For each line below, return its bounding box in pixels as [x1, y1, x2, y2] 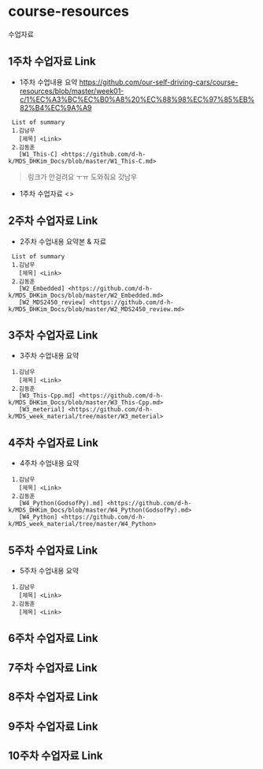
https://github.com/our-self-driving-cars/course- [79, 77, 239, 87]
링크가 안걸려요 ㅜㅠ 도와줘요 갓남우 [27, 172, 138, 182]
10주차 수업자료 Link [8, 748, 103, 762]
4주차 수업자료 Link [8, 436, 98, 449]
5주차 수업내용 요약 [19, 566, 80, 575]
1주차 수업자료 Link [8, 54, 96, 69]
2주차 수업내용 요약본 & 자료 [19, 236, 106, 246]
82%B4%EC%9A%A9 [19, 103, 92, 112]
